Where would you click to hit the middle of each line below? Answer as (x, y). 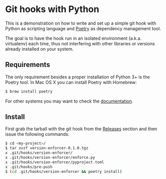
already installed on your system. (39, 49)
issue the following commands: (37, 134)
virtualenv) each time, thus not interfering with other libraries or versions (80, 43)
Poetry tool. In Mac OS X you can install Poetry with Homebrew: (71, 82)
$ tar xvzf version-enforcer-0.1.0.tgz (47, 148)
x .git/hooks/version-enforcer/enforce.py (50, 158)
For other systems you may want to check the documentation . (69, 101)
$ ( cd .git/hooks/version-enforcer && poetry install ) (64, 171)
